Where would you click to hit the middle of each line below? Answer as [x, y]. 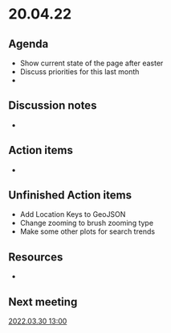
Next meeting [43, 302]
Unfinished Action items [70, 196]
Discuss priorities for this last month [79, 72]
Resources [36, 257]
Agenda [28, 44]
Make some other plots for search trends [87, 231]
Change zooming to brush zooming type [87, 223]
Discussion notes [53, 106]
